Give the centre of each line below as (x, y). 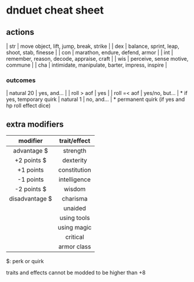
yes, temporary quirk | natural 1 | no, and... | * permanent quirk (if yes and (96, 99)
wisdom (75, 189)
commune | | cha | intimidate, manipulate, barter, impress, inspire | (87, 65)
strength (75, 151)
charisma (75, 199)
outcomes (21, 80)
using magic (75, 228)
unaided (75, 208)
